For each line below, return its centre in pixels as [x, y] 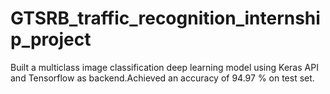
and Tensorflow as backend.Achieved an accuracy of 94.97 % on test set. [162, 78]
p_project [51, 39]
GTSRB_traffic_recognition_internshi [165, 18]
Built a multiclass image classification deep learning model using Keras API [164, 67]
